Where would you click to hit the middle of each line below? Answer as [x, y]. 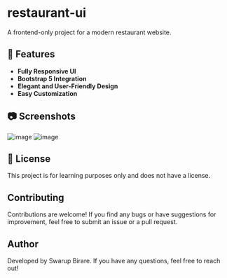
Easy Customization [47, 93]
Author [23, 244]
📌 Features [31, 54]
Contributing [36, 197]
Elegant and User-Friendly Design [68, 86]
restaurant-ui [47, 13]
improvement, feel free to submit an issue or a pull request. [92, 222]
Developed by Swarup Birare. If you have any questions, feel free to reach [114, 261]
